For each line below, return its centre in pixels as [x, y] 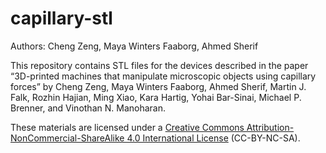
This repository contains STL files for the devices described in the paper [159, 65]
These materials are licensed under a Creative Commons [127, 127]
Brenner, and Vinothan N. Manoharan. [88, 108]
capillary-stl [61, 18]
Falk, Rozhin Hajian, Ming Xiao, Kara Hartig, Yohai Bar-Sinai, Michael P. [156, 97]
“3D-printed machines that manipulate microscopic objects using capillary [163, 76]
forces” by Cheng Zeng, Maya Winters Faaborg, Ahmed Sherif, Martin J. [158, 86]
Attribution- [270, 127]
